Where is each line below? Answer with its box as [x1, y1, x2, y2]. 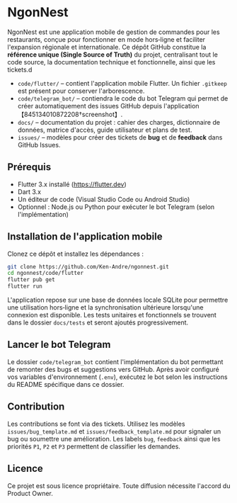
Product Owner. [7, 489, 53, 497]
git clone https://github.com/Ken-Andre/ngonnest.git [7, 263, 170, 270]
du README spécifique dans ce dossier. [7, 380, 125, 388]
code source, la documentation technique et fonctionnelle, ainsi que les [7, 57, 216, 66]
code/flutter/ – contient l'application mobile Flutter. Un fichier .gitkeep [17, 79, 228, 87]
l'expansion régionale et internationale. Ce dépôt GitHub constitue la [7, 43, 207, 51]
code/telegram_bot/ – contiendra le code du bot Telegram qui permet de [17, 94, 229, 103]
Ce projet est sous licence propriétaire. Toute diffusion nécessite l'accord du [7, 481, 231, 490]
